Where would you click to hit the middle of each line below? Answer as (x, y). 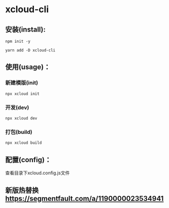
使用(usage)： (28, 67)
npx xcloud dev (21, 118)
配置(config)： (28, 159)
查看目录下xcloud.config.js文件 (38, 173)
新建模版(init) (22, 83)
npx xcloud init (22, 94)
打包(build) (19, 132)
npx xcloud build (24, 143)
